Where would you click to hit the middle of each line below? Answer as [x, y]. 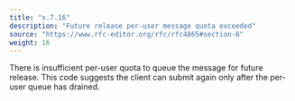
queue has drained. [65, 87]
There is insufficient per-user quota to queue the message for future [136, 68]
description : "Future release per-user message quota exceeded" [133, 26]
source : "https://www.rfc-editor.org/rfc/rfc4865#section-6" [127, 34]
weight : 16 [30, 42]
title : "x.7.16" [40, 17]
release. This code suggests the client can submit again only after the [139, 78]
